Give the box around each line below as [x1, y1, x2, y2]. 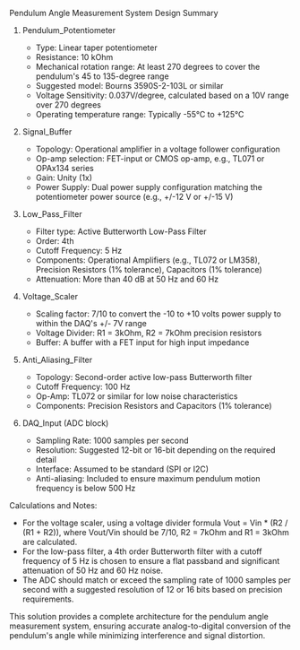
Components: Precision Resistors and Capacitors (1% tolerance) [35, 401, 272, 411]
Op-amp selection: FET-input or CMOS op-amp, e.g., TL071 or [35, 153, 265, 164]
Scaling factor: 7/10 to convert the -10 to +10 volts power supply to [35, 308, 282, 319]
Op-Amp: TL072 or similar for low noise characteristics [35, 391, 238, 402]
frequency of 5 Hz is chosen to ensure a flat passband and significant [21, 556, 280, 566]
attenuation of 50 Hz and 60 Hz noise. [21, 565, 164, 576]
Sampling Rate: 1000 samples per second [35, 435, 190, 446]
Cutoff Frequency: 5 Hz [35, 246, 123, 256]
